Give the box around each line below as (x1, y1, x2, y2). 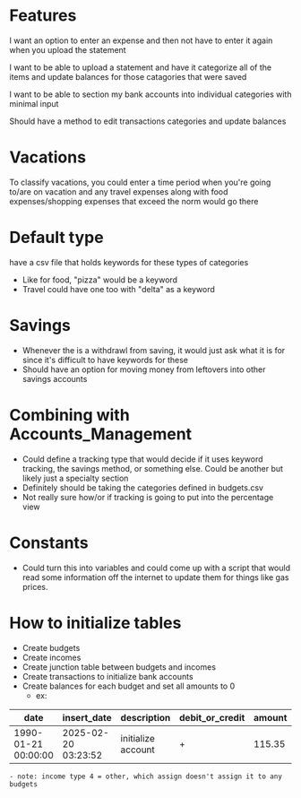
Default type (9, 228, 105, 247)
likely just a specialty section (21, 473, 129, 483)
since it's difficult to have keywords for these (21, 354, 189, 365)
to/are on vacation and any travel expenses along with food (9, 186, 228, 197)
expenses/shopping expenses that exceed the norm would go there (9, 195, 259, 206)
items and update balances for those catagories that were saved (9, 71, 247, 82)
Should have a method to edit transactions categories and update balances (9, 116, 287, 126)
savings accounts (21, 373, 88, 384)
